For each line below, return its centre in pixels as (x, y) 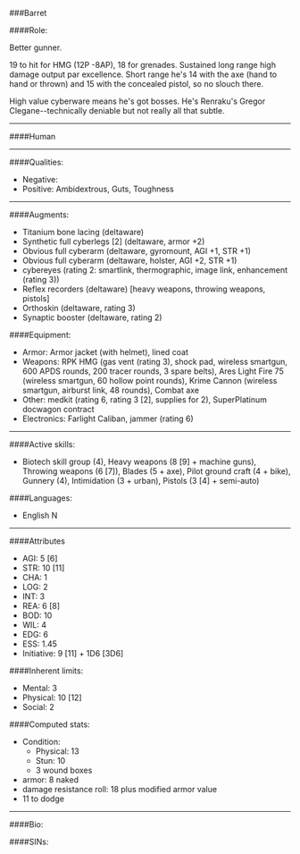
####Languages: (41, 498)
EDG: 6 (35, 634)
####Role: (29, 30)
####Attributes (37, 541)
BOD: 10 (37, 615)
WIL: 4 (34, 625)
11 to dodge (43, 799)
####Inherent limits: (46, 671)
